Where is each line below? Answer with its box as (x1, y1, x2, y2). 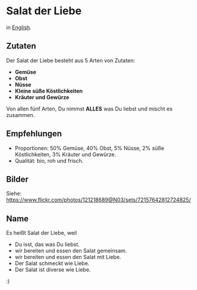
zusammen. (6, 111, 35, 118)
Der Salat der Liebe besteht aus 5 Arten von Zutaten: (6, 56, 136, 64)
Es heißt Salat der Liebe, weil (6, 229, 77, 237)
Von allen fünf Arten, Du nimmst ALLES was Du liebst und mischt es (6, 105, 173, 112)
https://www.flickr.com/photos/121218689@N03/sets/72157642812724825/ (6, 196, 192, 203)
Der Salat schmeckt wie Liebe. (14, 260, 90, 267)
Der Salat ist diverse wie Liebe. (14, 266, 91, 273)
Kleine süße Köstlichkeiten (14, 87, 83, 94)
